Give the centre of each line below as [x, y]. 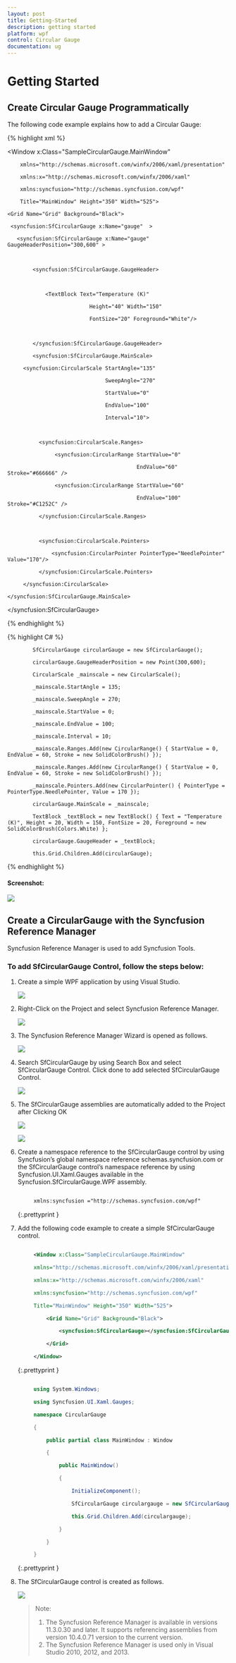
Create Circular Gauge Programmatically [98, 108]
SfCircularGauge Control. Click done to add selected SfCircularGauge [118, 1070]
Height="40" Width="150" [125, 307]
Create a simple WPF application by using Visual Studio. [99, 982]
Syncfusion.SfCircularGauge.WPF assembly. [82, 1182]
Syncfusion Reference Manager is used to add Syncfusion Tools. [101, 949]
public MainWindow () [89, 1466]
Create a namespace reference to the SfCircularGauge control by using [121, 1152]
